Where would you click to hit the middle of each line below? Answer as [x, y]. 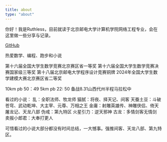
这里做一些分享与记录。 [29, 35]
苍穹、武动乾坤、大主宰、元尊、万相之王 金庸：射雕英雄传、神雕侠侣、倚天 [82, 105]
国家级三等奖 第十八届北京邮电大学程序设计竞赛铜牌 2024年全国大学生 [81, 72]
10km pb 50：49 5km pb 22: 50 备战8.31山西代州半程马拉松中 [68, 89]
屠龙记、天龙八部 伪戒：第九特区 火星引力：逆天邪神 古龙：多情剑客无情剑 [81, 111]
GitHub [12, 45]
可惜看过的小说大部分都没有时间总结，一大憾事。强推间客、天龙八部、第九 [81, 128]
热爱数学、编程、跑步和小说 [34, 55]
